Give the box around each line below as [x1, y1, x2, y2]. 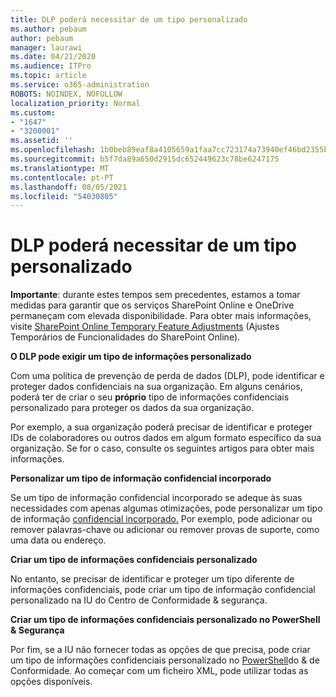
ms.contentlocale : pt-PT [10, 172, 114, 183]
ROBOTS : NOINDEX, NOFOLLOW [10, 89, 123, 99]
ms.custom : [10, 107, 56, 118]
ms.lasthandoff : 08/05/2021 [10, 182, 128, 192]
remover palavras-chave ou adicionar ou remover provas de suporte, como [10, 524, 320, 536]
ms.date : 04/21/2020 [10, 52, 97, 62]
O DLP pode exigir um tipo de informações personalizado [10, 351, 252, 363]
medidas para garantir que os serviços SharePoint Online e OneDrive [10, 299, 295, 311]
